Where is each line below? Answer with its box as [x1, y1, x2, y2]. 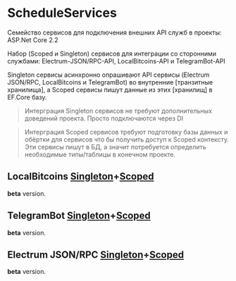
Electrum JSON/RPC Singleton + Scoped [7, 249, 185, 261]
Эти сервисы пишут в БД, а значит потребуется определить [24, 142, 206, 151]
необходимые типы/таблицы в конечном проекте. [24, 150, 176, 158]
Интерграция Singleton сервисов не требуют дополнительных [24, 106, 213, 115]
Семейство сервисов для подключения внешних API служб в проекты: [7, 28, 222, 37]
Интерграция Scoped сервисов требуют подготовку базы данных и [24, 127, 228, 136]
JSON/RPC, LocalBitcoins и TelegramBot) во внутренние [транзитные [7, 77, 213, 86]
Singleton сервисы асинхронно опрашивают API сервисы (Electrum [7, 70, 210, 79]
